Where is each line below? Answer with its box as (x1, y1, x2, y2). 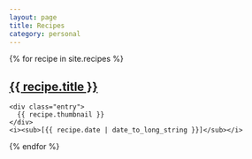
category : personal (9, 29, 81, 38)
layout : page (9, 12, 57, 22)
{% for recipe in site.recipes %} (9, 54, 124, 64)
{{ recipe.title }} (9, 79, 99, 94)
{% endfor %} (9, 141, 60, 152)
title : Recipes (9, 21, 65, 30)
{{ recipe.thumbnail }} (17, 110, 104, 119)
